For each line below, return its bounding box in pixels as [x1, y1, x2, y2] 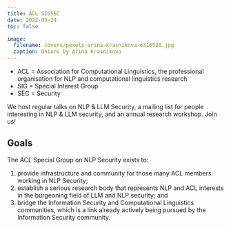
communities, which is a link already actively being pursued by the [17, 205, 206, 214]
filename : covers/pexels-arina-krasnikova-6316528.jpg [13, 42, 174, 49]
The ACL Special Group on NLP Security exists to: [7, 155, 149, 164]
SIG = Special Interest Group [17, 82, 99, 90]
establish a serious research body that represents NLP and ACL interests [17, 184, 224, 192]
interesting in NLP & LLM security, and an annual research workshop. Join [7, 110, 217, 118]
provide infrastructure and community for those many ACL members [17, 169, 212, 177]
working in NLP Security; [17, 176, 88, 184]
